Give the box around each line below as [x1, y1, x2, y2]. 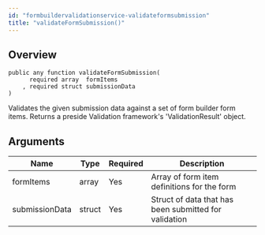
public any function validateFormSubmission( [8, 69, 160, 77]
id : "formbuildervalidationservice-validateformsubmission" [8, 11, 211, 20]
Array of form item [151, 171, 219, 182]
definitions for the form [151, 181, 237, 192]
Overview [8, 48, 58, 62]
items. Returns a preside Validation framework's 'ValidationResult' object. [8, 112, 246, 121]
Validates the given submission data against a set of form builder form [8, 103, 237, 113]
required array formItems [28, 76, 118, 84]
